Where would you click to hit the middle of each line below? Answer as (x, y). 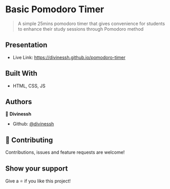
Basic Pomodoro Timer (55, 9)
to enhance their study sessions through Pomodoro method (81, 29)
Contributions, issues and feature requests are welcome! (65, 152)
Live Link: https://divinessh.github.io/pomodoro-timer (69, 57)
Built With (21, 73)
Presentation (26, 45)
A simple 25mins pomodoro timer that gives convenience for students (91, 23)
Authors (19, 101)
